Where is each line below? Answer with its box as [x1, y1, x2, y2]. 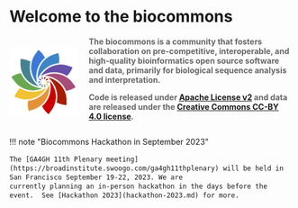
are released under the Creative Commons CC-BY [88, 101, 279, 112]
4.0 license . [88, 111, 134, 122]
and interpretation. [88, 74, 161, 85]
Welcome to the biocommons [9, 6, 233, 27]
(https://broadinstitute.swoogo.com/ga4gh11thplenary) [9, 164, 220, 173]
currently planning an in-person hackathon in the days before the [9, 182, 268, 191]
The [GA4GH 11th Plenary [9, 155, 103, 164]
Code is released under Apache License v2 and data [88, 92, 288, 103]
